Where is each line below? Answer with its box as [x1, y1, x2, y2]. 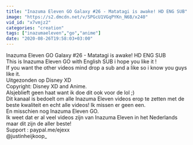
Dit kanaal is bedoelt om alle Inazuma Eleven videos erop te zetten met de [6, 95, 185, 102]
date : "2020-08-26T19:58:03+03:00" [6, 36, 93, 42]
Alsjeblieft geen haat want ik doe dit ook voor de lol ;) [6, 89, 135, 96]
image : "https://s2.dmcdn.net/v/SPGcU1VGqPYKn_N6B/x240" [6, 14, 148, 20]
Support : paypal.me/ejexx [6, 126, 70, 133]
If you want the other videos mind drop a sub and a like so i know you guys [6, 64, 187, 71]
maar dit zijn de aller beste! [6, 120, 72, 127]
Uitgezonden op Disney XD [6, 77, 72, 84]
